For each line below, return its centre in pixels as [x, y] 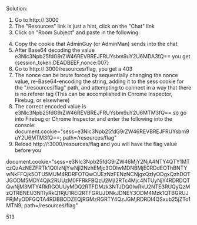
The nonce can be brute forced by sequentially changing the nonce [96, 75]
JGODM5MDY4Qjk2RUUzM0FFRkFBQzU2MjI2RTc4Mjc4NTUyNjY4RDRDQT [98, 180]
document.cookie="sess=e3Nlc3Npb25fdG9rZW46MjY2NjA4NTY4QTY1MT [98, 162]
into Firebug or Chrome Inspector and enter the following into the [93, 119]
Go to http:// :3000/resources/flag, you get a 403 [74, 69]
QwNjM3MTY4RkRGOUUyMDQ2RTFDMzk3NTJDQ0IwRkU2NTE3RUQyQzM [98, 187]
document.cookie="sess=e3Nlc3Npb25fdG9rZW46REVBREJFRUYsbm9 [102, 131]
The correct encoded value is [50, 106]
